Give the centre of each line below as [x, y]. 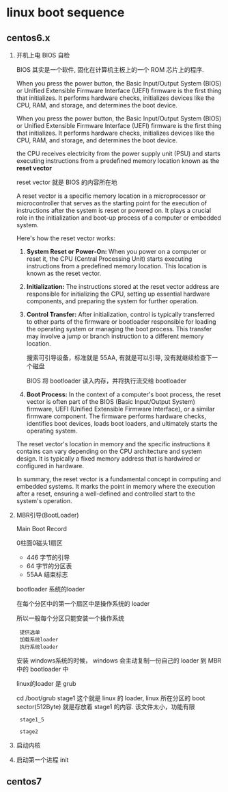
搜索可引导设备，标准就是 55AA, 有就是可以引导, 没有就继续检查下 [119, 358]
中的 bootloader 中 [42, 669]
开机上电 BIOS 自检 [43, 55]
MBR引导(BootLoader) [47, 515]
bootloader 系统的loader [51, 589]
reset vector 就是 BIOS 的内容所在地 [67, 182]
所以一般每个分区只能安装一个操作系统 [70, 618]
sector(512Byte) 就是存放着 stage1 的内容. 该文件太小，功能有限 [105, 707]
